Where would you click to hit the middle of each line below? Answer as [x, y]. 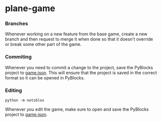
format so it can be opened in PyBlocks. [45, 77]
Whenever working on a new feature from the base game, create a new [76, 34]
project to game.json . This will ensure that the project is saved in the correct [81, 73]
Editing [14, 90]
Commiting [18, 57]
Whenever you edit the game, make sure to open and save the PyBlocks [77, 109]
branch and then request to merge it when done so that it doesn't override [79, 39]
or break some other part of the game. [43, 45]
